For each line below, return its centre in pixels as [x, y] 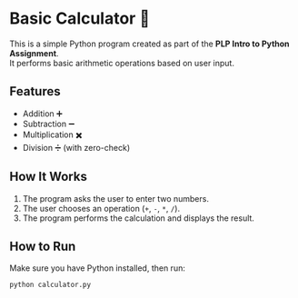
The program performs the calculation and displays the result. [138, 218]
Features [35, 91]
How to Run [43, 246]
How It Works [49, 177]
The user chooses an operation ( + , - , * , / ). [101, 208]
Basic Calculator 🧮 [80, 19]
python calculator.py [50, 285]
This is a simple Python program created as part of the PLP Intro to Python [149, 44]
